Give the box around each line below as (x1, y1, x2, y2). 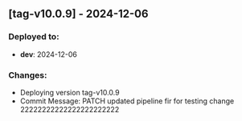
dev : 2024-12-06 (19, 49, 78, 59)
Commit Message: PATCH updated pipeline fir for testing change (19, 96, 235, 106)
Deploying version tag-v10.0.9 (19, 87, 120, 97)
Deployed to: (8, 31, 59, 42)
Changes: (8, 69, 47, 80)
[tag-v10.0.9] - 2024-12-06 (8, 7, 149, 21)
